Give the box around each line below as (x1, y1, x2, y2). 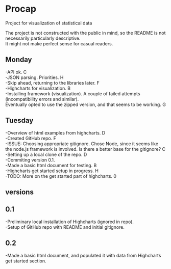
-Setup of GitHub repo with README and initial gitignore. (5, 224, 125, 230)
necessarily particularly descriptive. (5, 35, 81, 41)
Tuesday (5, 116, 34, 125)
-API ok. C (5, 69, 27, 75)
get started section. (5, 258, 46, 264)
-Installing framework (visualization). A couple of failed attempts (5, 90, 140, 97)
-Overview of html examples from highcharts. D (5, 129, 106, 136)
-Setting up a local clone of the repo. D (5, 151, 87, 157)
